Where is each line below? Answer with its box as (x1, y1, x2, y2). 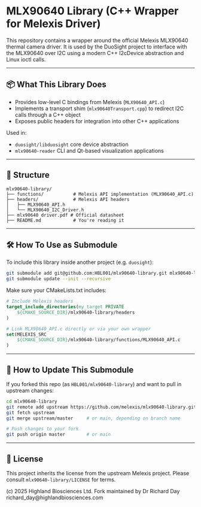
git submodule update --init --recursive (6, 276, 111, 282)
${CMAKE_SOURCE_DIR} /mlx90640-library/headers (17, 309, 135, 315)
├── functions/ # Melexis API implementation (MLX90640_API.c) (6, 191, 194, 197)
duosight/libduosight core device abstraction (14, 141, 129, 148)
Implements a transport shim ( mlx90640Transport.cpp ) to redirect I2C (14, 105, 184, 112)
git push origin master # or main (6, 432, 111, 438)
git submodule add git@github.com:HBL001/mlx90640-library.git (6, 271, 167, 277)
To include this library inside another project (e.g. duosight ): (6, 259, 154, 266)
